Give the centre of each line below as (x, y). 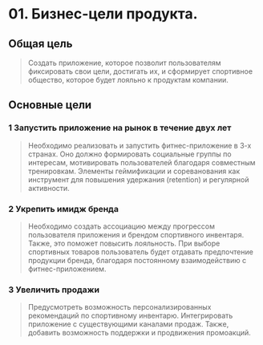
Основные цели (50, 105)
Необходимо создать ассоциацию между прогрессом (121, 226)
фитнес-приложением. (67, 269)
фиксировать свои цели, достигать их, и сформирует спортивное (140, 71)
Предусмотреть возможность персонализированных (119, 307)
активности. (49, 188)
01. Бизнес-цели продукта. (103, 14)
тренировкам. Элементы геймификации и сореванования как (134, 171)
